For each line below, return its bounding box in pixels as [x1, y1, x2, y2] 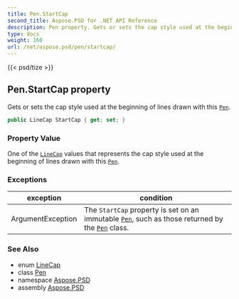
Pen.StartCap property [7, 83, 112, 96]
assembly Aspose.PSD [17, 283, 85, 292]
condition [139, 193, 173, 203]
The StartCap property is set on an [84, 205, 199, 215]
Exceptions [7, 174, 48, 184]
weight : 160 [7, 37, 43, 44]
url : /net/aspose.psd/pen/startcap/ [7, 43, 116, 51]
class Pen [17, 268, 47, 276]
